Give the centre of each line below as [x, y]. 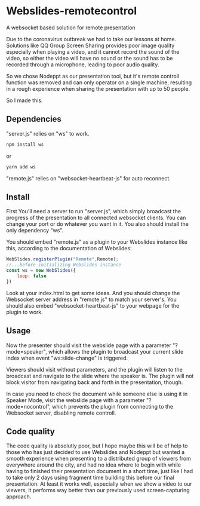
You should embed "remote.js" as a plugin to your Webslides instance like [97, 242]
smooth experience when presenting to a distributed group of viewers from [99, 459]
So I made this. [24, 100]
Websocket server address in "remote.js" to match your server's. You [92, 299]
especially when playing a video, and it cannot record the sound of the [93, 51]
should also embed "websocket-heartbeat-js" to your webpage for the [93, 305]
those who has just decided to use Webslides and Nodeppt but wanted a [96, 452]
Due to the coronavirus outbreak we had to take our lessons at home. [91, 39]
